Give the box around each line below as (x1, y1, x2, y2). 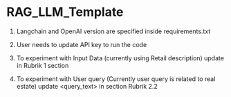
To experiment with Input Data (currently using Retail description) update (16, 53, 224, 62)
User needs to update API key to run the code (16, 40, 147, 48)
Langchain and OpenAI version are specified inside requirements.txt (16, 27, 211, 35)
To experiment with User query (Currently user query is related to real (16, 74, 216, 83)
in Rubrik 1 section (16, 61, 69, 69)
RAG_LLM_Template (6, 4, 124, 20)
